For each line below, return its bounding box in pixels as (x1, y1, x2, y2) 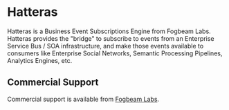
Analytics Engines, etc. (7, 56, 73, 64)
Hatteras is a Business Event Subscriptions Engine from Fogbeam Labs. (7, 27, 211, 35)
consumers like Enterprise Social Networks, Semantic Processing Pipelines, (7, 49, 223, 57)
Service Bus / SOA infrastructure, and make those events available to (7, 42, 204, 50)
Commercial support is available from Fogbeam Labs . (7, 95, 160, 103)
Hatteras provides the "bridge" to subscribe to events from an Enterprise (7, 34, 214, 42)
